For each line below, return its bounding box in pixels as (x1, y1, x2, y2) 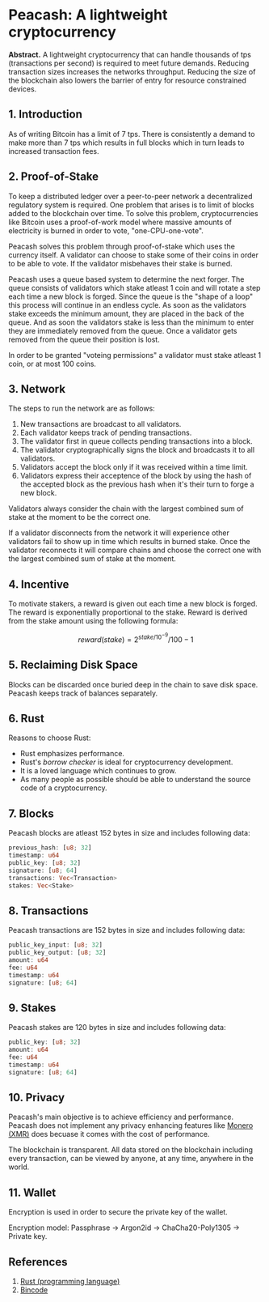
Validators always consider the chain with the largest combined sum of (8, 504, 244, 513)
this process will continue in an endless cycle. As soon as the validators (8, 300, 246, 309)
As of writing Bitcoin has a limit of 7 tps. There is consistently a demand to (8, 129, 255, 138)
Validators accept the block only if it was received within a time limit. (19, 462, 248, 472)
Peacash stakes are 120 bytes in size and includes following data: (8, 1023, 226, 1032)
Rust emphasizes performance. (19, 749, 125, 759)
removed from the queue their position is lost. (8, 334, 160, 344)
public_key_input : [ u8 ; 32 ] (8, 941, 103, 949)
